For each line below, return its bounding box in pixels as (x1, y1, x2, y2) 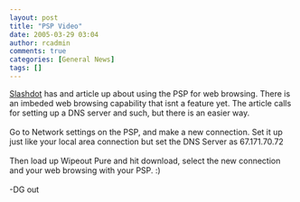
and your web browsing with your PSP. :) (9, 164, 161, 176)
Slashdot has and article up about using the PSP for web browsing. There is (9, 87, 291, 99)
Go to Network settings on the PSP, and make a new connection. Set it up (9, 126, 283, 137)
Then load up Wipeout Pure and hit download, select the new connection (9, 155, 281, 166)
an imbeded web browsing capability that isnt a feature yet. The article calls (9, 97, 292, 108)
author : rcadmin (9, 38, 70, 48)
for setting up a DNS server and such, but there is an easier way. (9, 107, 250, 118)
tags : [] (9, 64, 42, 73)
